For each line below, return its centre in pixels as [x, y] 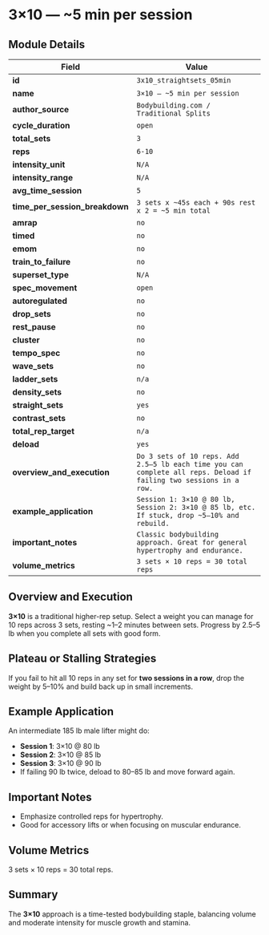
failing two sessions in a [188, 480]
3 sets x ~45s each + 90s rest [196, 202]
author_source [41, 109]
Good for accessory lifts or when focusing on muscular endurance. [130, 825]
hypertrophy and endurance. [190, 550]
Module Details [47, 45]
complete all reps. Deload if [194, 472]
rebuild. [153, 523]
